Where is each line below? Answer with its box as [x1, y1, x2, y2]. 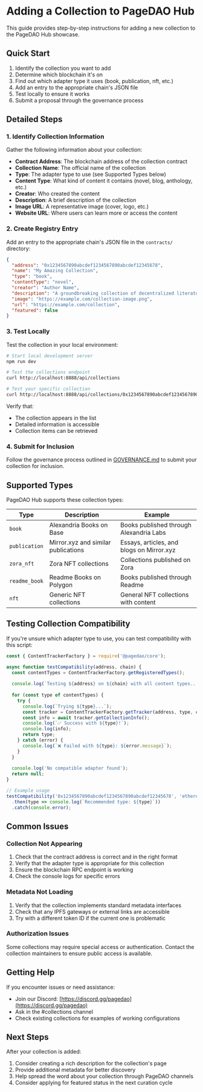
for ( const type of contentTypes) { [11, 692, 104, 698]
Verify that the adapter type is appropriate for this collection [14, 860, 164, 867]
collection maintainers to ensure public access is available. [6, 950, 153, 957]
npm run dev [6, 358, 36, 364]
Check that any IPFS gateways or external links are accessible [14, 908, 170, 915]
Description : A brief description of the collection [14, 196, 137, 204]
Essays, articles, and [120, 538, 179, 547]
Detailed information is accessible [14, 420, 100, 428]
